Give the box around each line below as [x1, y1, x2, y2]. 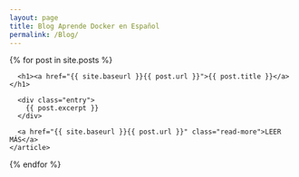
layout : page [9, 13, 59, 23]
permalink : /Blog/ [9, 30, 79, 39]
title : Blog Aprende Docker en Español [9, 22, 160, 31]
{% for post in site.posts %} [9, 55, 113, 66]
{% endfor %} [9, 159, 62, 170]
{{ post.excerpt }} [25, 104, 100, 113]
